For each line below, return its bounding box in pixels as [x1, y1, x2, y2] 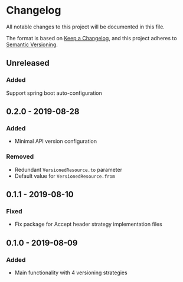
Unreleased [6, 58, 50, 68]
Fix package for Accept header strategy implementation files [14, 220, 162, 228]
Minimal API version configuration [14, 137, 97, 145]
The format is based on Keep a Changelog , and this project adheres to [6, 34, 177, 41]
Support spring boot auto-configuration [6, 89, 102, 97]
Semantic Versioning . [6, 41, 58, 48]
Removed [6, 152, 34, 161]
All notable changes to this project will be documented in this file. [6, 23, 165, 30]
